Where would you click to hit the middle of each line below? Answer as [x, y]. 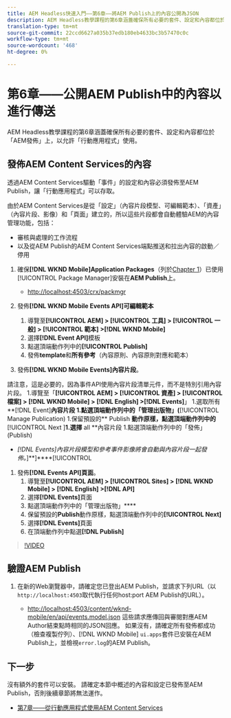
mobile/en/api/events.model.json [74, 617]
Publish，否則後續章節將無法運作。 [57, 693]
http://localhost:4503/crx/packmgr [76, 291]
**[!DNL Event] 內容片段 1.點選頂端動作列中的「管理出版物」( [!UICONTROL [113, 410]
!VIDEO [34, 545]
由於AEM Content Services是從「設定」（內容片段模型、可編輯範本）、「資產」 [114, 205]
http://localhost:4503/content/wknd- [79, 609]
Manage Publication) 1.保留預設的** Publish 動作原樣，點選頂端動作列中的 [112, 418]
